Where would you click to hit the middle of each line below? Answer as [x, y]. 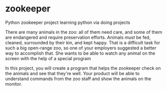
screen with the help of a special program [48, 58]
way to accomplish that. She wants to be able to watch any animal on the [80, 53]
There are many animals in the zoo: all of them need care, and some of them [84, 32]
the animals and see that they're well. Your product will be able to [72, 73]
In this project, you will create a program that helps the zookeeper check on [83, 68]
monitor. [14, 84]
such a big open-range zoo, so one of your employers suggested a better [81, 48]
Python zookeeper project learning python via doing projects [68, 22]
